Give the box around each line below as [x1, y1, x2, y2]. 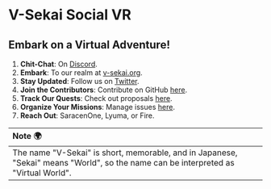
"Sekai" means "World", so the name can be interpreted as [12, 157, 236, 168]
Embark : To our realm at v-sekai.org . [19, 68, 143, 78]
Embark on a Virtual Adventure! [8, 38, 171, 52]
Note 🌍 [12, 131, 42, 141]
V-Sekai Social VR [8, 6, 131, 24]
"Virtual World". [12, 167, 72, 178]
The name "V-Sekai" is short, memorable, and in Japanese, [12, 147, 238, 158]
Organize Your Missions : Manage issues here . [19, 103, 176, 111]
